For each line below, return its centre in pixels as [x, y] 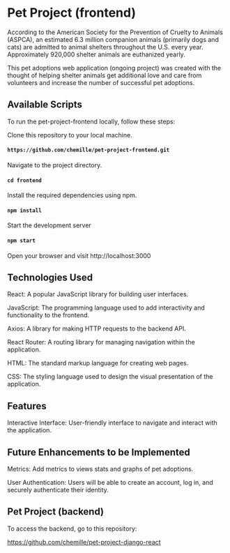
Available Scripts [45, 105]
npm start [22, 241]
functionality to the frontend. [48, 315]
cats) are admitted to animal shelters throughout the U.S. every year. [105, 47]
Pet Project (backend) [56, 512]
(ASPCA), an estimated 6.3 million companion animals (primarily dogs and [113, 39]
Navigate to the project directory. [55, 165]
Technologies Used [50, 277]
